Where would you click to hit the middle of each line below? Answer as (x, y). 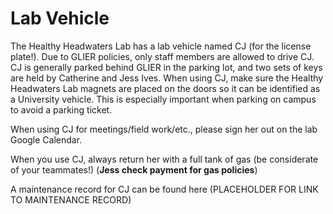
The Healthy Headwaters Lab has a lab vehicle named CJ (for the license (161, 46)
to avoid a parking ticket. (61, 109)
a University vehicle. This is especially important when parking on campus (163, 99)
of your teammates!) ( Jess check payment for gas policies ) (134, 169)
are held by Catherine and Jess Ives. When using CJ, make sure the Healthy (167, 78)
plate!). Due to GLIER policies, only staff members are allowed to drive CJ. (162, 56)
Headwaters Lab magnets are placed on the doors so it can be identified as (165, 88)
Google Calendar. (46, 139)
